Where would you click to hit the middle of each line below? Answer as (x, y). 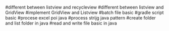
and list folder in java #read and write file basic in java (61, 23)
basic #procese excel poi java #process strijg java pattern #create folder (81, 18)
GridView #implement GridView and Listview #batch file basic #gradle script (84, 12)
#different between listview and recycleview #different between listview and (84, 7)
